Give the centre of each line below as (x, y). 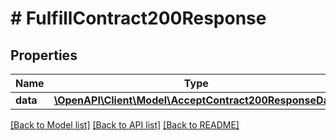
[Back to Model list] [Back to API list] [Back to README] (125, 125)
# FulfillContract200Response (138, 18)
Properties (44, 55)
